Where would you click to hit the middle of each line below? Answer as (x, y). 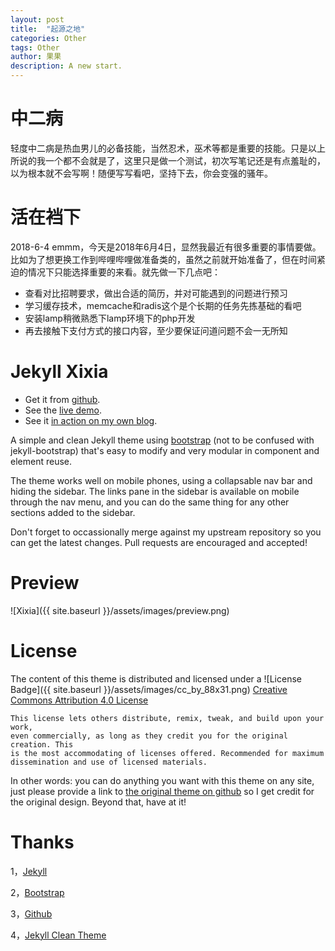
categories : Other (48, 38)
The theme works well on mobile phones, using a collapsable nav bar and (161, 480)
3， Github (31, 913)
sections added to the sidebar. (73, 512)
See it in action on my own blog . (91, 420)
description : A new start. (66, 66)
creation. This (42, 744)
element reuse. (41, 461)
